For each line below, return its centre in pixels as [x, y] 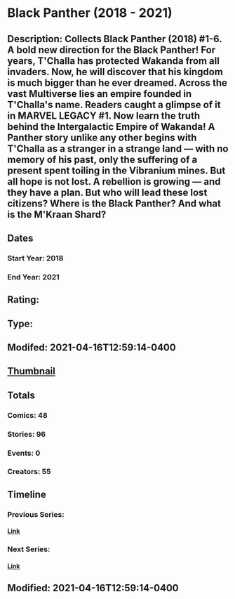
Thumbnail [32, 371]
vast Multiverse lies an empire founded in [100, 94]
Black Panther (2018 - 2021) [90, 13]
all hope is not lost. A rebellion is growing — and [114, 182]
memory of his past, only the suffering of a [102, 159]
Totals [21, 395]
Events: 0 [24, 453]
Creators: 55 [29, 472]
